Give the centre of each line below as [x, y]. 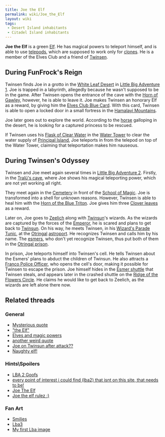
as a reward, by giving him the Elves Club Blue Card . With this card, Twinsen [82, 105]
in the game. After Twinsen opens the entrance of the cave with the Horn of [82, 94]
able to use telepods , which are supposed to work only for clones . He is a [79, 52]
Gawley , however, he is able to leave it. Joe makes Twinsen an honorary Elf [81, 100]
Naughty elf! [25, 351]
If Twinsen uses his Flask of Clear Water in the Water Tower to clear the [77, 135]
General [15, 314]
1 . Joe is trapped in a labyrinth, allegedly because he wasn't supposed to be [82, 90]
